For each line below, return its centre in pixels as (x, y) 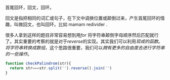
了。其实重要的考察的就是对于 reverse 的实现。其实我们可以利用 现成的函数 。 (84, 41)
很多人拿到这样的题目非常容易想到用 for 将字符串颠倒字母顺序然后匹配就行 (82, 35)
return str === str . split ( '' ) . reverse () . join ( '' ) (61, 68)
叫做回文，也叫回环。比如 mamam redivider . (61, 24)
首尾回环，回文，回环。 (30, 7)
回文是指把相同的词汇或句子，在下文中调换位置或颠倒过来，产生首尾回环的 (83, 18)
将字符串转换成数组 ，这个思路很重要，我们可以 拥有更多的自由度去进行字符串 (85, 48)
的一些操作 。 (18, 54)
